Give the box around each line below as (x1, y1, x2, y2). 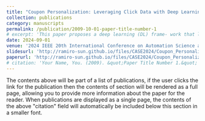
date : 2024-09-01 (6, 37, 51, 43)
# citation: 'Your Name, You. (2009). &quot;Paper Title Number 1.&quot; (6, 60, 198, 66)
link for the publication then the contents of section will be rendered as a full (6, 83, 198, 90)
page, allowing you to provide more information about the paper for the (6, 89, 185, 97)
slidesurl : (6, 49, 34, 55)
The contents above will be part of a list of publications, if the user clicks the (6, 77, 198, 84)
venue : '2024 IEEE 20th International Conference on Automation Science (6, 43, 195, 49)
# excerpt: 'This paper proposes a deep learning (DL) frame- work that (6, 32, 195, 38)
